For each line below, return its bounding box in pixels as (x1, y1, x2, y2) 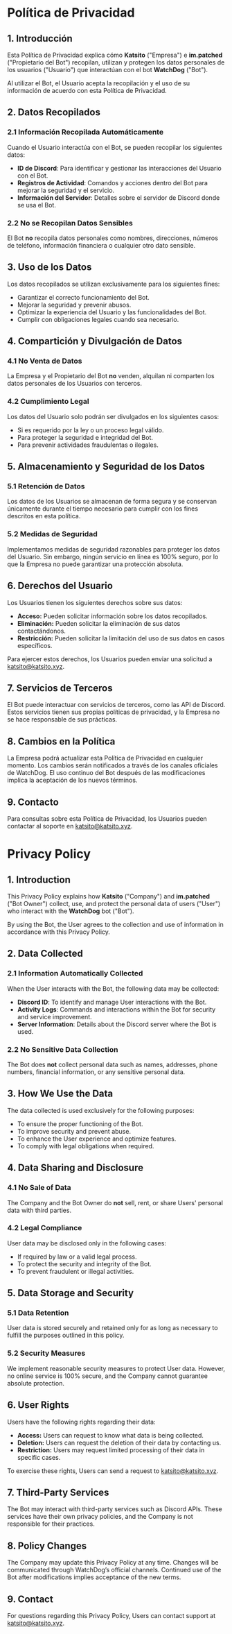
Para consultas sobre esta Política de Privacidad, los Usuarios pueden (7, 815, 208, 823)
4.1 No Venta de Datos (7, 356, 82, 366)
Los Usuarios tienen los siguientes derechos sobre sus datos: (7, 598, 183, 606)
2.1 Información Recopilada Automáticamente (7, 127, 164, 137)
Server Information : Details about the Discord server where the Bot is (17, 1020, 217, 1028)
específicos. (17, 641, 53, 649)
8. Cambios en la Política (7, 735, 116, 747)
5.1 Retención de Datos (7, 482, 85, 491)
